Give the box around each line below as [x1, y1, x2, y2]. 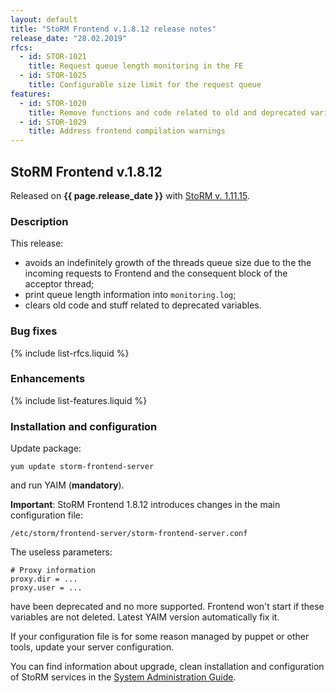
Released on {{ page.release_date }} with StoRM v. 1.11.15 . [10, 189, 250, 201]
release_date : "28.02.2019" [10, 33, 128, 43]
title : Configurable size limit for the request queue [28, 80, 262, 90]
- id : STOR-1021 [19, 52, 87, 62]
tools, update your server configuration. [10, 641, 175, 653]
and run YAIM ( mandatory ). [10, 479, 125, 491]
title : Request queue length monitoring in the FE [28, 61, 244, 71]
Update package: [10, 442, 82, 455]
